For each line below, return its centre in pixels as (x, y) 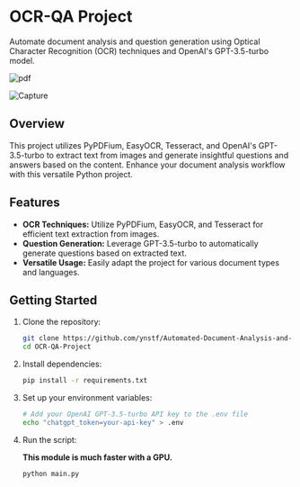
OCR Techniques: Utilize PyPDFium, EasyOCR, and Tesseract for (142, 224)
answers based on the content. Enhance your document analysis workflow (147, 165)
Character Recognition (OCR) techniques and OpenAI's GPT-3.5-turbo (139, 50)
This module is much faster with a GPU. (97, 457)
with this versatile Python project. (71, 174)
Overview (37, 124)
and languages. (51, 272)
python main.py (51, 473)
